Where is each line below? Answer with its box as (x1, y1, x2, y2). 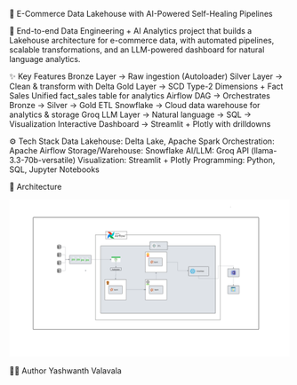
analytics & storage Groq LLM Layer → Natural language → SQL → (9, 109, 252, 120)
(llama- (251, 145, 277, 155)
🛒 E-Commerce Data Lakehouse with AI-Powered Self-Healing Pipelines (9, 9, 273, 19)
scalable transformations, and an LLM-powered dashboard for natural (9, 44, 265, 55)
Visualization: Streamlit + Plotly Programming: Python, (76, 155, 276, 165)
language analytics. (9, 54, 81, 64)
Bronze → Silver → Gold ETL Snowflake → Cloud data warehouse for (9, 100, 261, 110)
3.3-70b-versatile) (9, 155, 76, 165)
